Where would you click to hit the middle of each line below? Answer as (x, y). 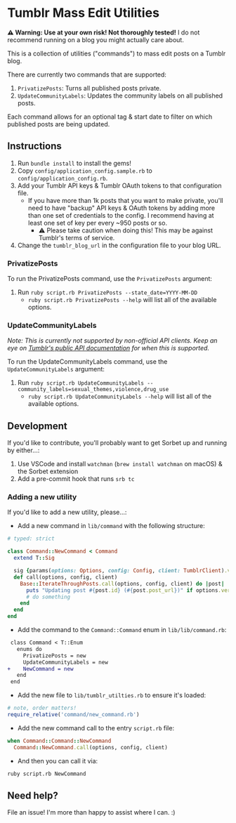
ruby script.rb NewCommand (47, 774)
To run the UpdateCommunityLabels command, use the (87, 362)
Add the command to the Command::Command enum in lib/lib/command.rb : (122, 630)
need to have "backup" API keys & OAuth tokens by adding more (122, 208)
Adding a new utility (42, 497)
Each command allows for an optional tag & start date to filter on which (110, 117)
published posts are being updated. (59, 124)
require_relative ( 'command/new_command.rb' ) (73, 715)
